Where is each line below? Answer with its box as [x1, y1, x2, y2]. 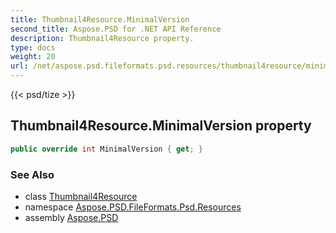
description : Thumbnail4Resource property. [10, 33, 195, 43]
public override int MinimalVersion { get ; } [10, 144, 203, 154]
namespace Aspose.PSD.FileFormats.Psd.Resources [24, 201, 242, 213]
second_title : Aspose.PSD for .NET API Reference [10, 24, 222, 34]
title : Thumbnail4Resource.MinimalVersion [10, 14, 190, 25]
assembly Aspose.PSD [24, 211, 119, 223]
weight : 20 [10, 52, 56, 62]
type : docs [10, 42, 56, 53]
